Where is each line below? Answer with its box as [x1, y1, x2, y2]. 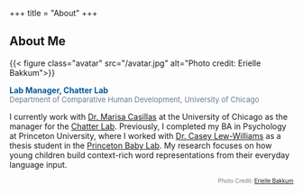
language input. [9, 159, 68, 170]
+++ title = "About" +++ [9, 8, 98, 18]
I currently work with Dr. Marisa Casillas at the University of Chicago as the [9, 111, 289, 122]
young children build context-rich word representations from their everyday [9, 149, 290, 161]
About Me [9, 33, 66, 49]
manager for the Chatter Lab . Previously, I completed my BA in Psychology [9, 121, 287, 132]
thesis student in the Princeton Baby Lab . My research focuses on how [9, 140, 272, 151]
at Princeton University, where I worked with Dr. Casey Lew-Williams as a [9, 130, 281, 141]
